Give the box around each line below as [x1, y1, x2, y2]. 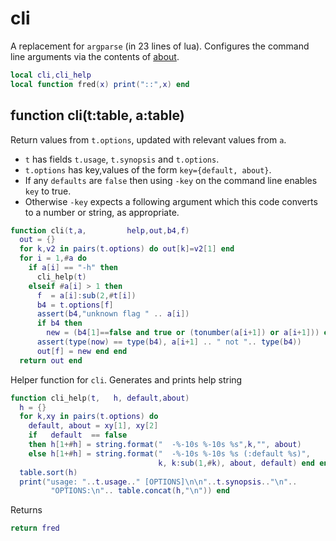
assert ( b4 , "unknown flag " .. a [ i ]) [36, 309, 190, 319]
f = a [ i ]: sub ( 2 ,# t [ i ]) [36, 290, 137, 301]
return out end [19, 355, 83, 366]
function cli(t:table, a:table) [10, 107, 185, 124]
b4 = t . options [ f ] [36, 300, 114, 310]
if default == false [28, 430, 128, 441]
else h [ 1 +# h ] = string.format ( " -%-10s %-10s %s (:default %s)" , [28, 448, 311, 459]
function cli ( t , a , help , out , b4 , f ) [10, 225, 190, 236]
